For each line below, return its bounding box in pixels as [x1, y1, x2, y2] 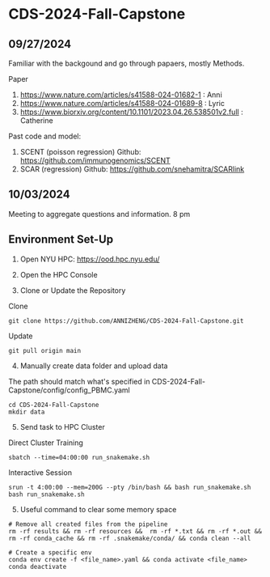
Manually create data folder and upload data [19, 361, 168, 371]
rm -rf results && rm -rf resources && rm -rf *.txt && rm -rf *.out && [8, 527, 263, 535]
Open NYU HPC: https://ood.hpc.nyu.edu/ [19, 254, 160, 264]
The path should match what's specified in [8, 376, 150, 386]
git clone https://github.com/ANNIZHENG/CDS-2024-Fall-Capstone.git [8, 316, 244, 325]
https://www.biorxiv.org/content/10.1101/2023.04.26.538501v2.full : [19, 107, 244, 117]
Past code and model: [8, 131, 82, 141]
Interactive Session [8, 467, 73, 477]
